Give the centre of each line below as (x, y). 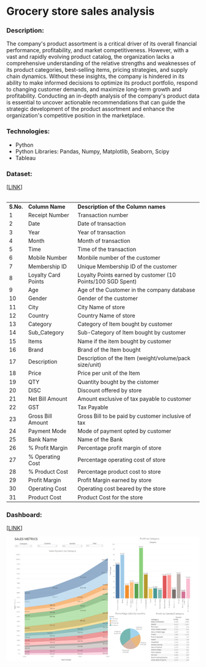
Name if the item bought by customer (124, 341)
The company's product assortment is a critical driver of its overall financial (102, 44)
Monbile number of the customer (119, 258)
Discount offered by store (110, 390)
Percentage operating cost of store (121, 460)
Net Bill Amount (48, 399)
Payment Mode (47, 431)
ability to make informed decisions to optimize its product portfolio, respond (102, 83)
